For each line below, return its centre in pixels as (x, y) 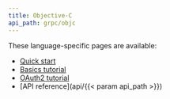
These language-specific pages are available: (83, 45)
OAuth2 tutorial (44, 78)
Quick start (38, 61)
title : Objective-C (40, 15)
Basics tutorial (43, 69)
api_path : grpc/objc (42, 23)
